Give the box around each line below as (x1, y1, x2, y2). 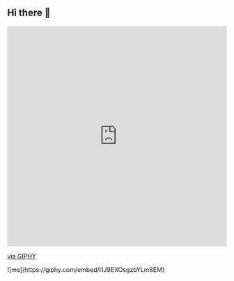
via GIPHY (7, 252, 37, 260)
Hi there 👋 (7, 7, 51, 19)
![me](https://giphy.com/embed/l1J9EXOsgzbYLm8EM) (7, 265, 165, 273)
